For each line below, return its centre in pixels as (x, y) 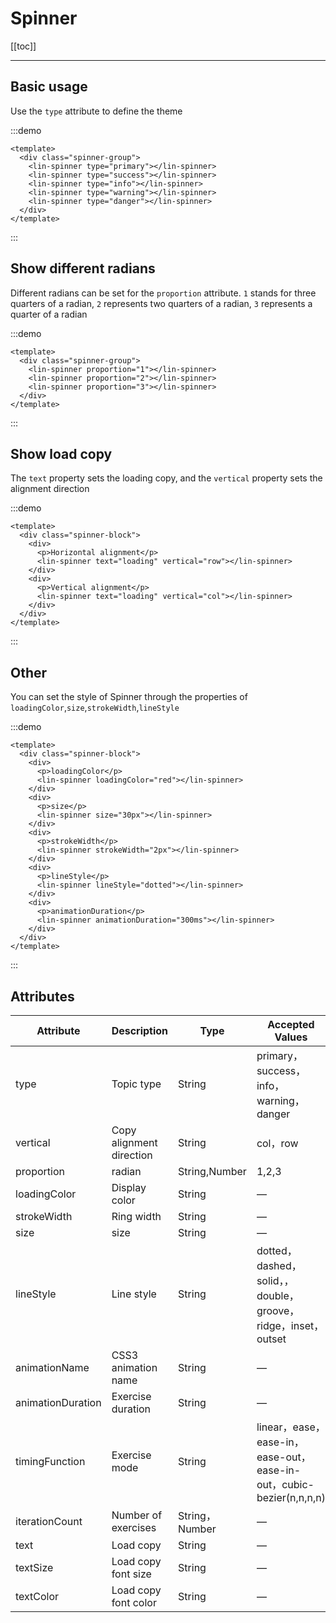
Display (129, 1187)
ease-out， (284, 1457)
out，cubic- (285, 1484)
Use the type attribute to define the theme (96, 111)
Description (140, 1030)
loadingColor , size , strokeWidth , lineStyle (95, 708)
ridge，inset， (290, 1325)
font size (131, 1574)
